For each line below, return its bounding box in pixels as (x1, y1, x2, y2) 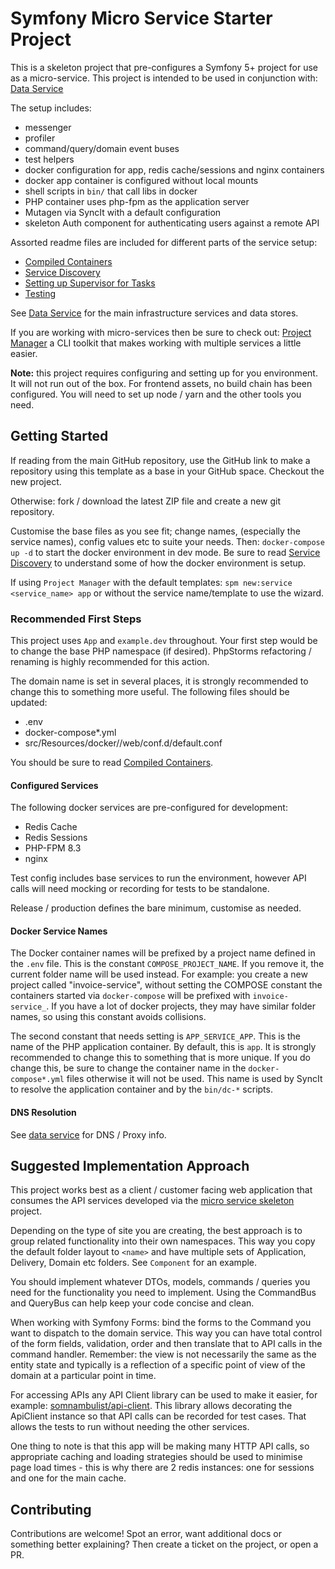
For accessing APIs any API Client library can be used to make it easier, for (10, 1389, 318, 1401)
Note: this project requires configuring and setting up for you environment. (10, 367, 318, 379)
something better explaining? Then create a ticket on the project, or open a (10, 1538, 319, 1551)
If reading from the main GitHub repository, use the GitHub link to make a (10, 454, 311, 466)
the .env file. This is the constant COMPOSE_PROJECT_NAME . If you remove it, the (10, 958, 325, 970)
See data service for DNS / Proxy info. (10, 1128, 167, 1141)
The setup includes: (10, 102, 92, 114)
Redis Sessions (24, 832, 88, 844)
